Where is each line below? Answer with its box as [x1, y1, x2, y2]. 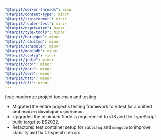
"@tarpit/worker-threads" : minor [5, 7, 74, 12]
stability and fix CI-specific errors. [12, 129, 82, 135]
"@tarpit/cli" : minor [5, 80, 50, 85]
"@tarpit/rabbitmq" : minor [5, 39, 61, 44]
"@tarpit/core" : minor [5, 71, 52, 76]
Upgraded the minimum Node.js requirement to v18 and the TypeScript [12, 113, 156, 119]
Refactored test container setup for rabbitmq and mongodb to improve [12, 124, 151, 130]
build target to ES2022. [12, 119, 60, 125]
